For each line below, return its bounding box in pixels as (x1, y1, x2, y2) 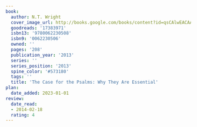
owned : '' (11, 42, 35, 47)
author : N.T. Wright (11, 14, 61, 20)
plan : (5, 85, 19, 91)
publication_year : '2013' (11, 52, 75, 58)
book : (5, 8, 19, 15)
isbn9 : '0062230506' (11, 36, 61, 42)
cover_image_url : (11, 19, 54, 25)
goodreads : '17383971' (11, 25, 66, 31)
